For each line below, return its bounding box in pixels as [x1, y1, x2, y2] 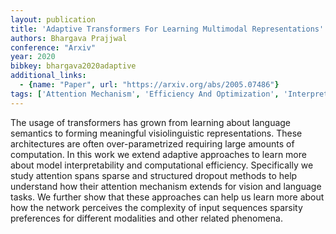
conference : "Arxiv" [10, 42, 97, 53]
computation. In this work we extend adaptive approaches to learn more [10, 148, 307, 160]
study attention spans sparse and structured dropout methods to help [10, 169, 298, 181]
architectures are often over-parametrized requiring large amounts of [10, 137, 295, 150]
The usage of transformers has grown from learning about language [10, 116, 292, 128]
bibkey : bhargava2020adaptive [10, 61, 137, 71]
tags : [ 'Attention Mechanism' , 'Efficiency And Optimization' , [10, 89, 280, 99]
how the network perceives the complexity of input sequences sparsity [10, 201, 303, 213]
